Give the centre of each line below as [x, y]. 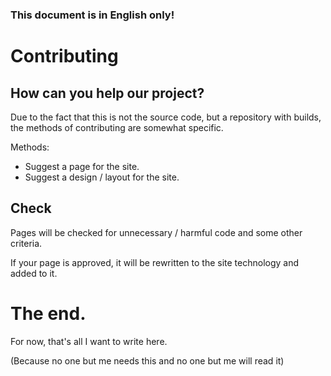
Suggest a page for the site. [82, 166]
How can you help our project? [107, 93]
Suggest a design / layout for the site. [102, 177]
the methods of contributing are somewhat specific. [117, 127]
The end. [48, 313]
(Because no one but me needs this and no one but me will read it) [147, 360]
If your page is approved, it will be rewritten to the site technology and [155, 262]
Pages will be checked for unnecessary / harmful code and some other [156, 232]
